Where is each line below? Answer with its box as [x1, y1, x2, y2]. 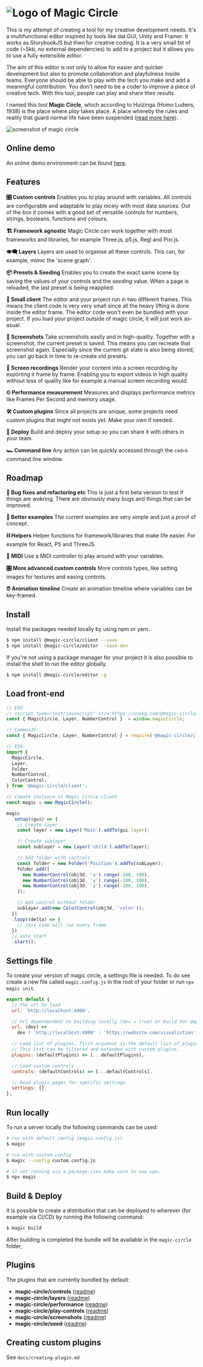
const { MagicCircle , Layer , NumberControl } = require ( [6, 733, 153, 739]
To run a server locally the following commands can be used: [6, 1124, 158, 1131]
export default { [6, 996, 50, 1002]
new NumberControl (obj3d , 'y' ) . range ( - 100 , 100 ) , [22, 877, 150, 884]
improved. [6, 501, 31, 509]
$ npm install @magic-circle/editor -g [6, 672, 107, 678]
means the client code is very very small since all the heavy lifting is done [6, 302, 189, 309]
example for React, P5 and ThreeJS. [6, 541, 97, 548]
